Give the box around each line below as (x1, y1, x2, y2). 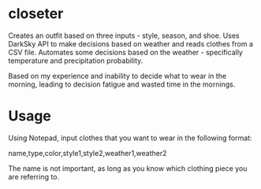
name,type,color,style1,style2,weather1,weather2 (8, 148, 167, 157)
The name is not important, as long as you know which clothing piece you (8, 163, 248, 173)
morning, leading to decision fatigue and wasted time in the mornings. (8, 80, 236, 89)
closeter (8, 5, 64, 23)
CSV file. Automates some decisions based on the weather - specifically (8, 47, 243, 57)
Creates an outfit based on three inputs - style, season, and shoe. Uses (8, 31, 240, 40)
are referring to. (8, 172, 60, 181)
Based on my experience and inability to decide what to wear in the (8, 71, 227, 80)
